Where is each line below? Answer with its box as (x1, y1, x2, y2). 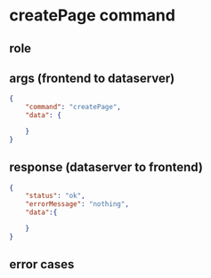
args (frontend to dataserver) (9, 70, 175, 85)
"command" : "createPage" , (25, 103, 122, 112)
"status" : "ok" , (25, 192, 86, 201)
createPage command (9, 5, 176, 26)
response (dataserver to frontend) (9, 160, 203, 175)
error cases (9, 257, 75, 272)
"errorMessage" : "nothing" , (25, 200, 129, 209)
